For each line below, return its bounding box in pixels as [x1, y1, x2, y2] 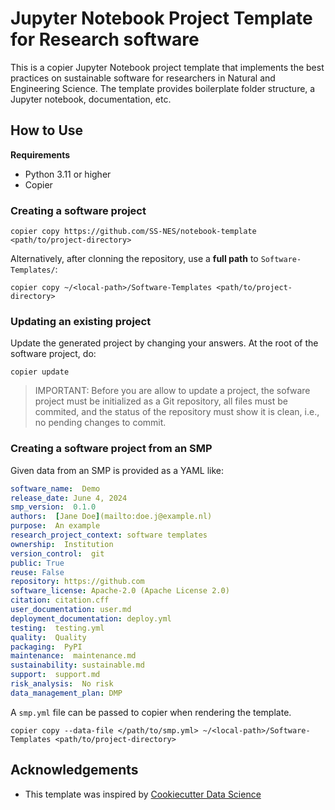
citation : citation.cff [10, 595, 110, 606]
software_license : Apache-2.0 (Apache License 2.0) [10, 586, 230, 596]
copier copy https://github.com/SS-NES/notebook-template [10, 227, 257, 237]
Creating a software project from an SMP [10, 442, 213, 456]
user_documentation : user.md [10, 605, 132, 615]
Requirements [10, 148, 71, 161]
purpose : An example [10, 521, 101, 531]
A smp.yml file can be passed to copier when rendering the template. [10, 706, 292, 718]
